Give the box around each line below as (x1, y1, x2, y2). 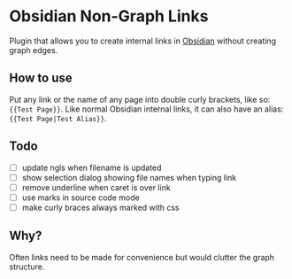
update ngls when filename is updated (21, 162, 162, 173)
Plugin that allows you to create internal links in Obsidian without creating (9, 35, 277, 46)
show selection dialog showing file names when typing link (21, 172, 237, 182)
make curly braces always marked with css (21, 202, 180, 213)
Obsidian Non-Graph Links (9, 6, 209, 27)
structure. (9, 261, 45, 272)
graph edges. (9, 44, 58, 55)
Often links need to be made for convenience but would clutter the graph (9, 252, 275, 262)
